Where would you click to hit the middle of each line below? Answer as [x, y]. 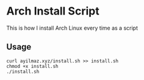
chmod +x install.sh [33, 66]
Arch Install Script [53, 11]
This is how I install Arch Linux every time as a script [72, 28]
